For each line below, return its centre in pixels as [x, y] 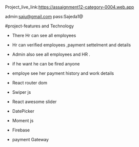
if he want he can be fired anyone [46, 64]
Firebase [21, 130]
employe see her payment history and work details [63, 73]
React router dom [30, 83]
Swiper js [21, 92]
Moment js [23, 121]
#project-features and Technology [40, 26]
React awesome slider [34, 102]
